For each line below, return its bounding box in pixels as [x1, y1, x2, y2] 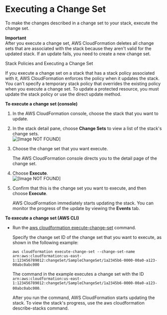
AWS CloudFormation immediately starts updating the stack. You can [12, 200, 154, 206]
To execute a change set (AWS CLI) [5, 215, 80, 221]
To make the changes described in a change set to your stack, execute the [5, 20, 158, 26]
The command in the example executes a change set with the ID [12, 271, 144, 277]
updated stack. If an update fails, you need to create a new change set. [5, 51, 151, 57]
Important [5, 35, 26, 41]
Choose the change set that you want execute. [12, 145, 108, 151]
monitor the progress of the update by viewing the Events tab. [12, 205, 140, 211]
